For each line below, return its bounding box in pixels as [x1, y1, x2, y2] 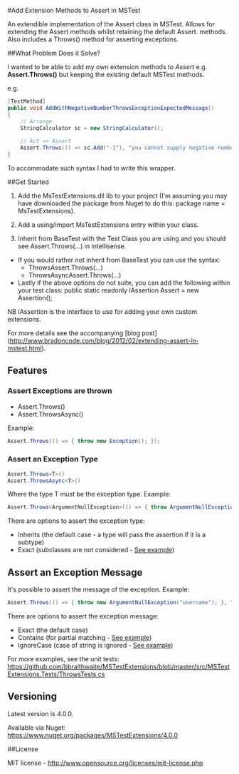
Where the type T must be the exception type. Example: [7, 490, 171, 499]
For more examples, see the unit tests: [7, 655, 119, 663]
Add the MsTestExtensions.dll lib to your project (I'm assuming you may [17, 191, 228, 200]
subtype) [17, 538, 45, 546]
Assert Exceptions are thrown [7, 386, 112, 396]
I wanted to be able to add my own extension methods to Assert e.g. [7, 63, 208, 71]
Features [7, 365, 48, 377]
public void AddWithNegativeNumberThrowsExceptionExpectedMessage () [7, 104, 215, 111]
